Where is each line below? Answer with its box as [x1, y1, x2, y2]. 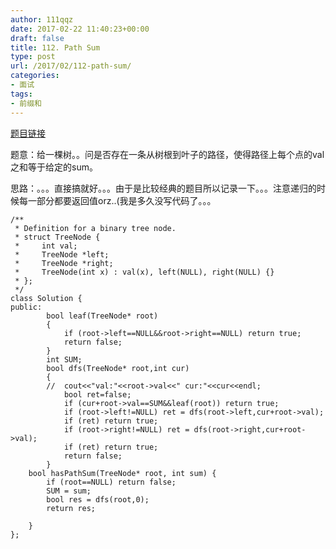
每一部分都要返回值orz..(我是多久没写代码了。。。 [18, 194, 217, 206]
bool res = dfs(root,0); [46, 494, 150, 505]
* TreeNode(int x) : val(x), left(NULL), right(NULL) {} [14, 267, 275, 277]
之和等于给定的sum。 [10, 161, 98, 173]
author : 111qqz [10, 14, 74, 25]
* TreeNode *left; [14, 249, 110, 260]
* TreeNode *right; [14, 258, 114, 268]
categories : [10, 71, 60, 81]
